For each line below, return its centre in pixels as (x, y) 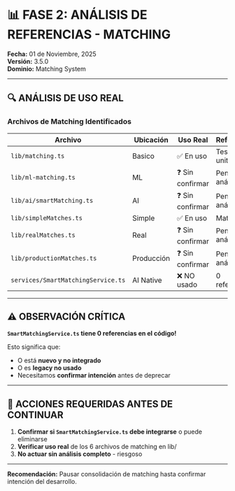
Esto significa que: (34, 347)
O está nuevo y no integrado (59, 361)
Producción (151, 259)
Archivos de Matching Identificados (69, 122)
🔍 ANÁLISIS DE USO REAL (65, 98)
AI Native (147, 280)
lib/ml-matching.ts (43, 178)
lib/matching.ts (38, 156)
